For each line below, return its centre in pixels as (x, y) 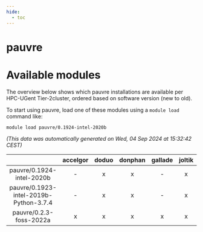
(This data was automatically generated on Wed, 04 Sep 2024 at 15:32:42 (99, 138)
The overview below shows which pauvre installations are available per (95, 92)
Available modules (53, 75)
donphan (132, 159)
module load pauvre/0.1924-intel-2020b (56, 127)
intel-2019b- (33, 195)
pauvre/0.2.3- (33, 212)
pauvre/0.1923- (33, 187)
